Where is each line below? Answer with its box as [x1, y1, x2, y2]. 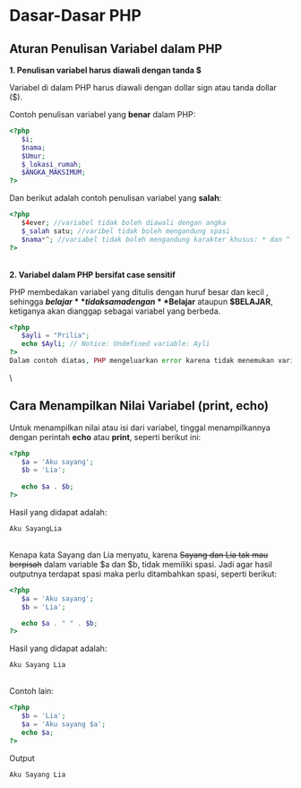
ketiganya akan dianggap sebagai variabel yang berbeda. [9, 306, 221, 316]
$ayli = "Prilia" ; [21, 331, 90, 341]
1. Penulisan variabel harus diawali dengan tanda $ [9, 65, 202, 75]
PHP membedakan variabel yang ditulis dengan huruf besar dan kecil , [9, 286, 269, 297]
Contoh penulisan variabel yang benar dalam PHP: [9, 109, 196, 119]
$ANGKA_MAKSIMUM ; [21, 168, 87, 178]
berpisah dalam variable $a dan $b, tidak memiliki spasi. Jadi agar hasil [9, 559, 273, 569]
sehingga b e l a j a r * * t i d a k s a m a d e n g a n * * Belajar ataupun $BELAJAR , [9, 296, 273, 307]
